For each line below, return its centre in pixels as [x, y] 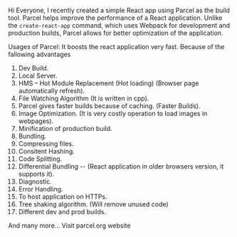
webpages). [36, 121]
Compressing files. [46, 144]
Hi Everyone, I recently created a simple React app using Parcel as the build [119, 10]
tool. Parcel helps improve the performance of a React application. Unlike [115, 18]
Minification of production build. [65, 128]
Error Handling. [41, 189]
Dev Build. [33, 68]
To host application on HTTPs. [63, 196]
